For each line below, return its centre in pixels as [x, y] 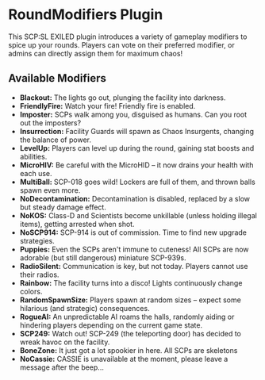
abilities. [33, 156]
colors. [31, 291]
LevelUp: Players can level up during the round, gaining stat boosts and [137, 148]
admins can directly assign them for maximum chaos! [96, 53]
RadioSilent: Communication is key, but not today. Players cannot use [134, 266]
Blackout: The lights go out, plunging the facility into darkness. [123, 98]
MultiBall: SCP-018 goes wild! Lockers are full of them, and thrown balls [137, 182]
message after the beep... [62, 367]
